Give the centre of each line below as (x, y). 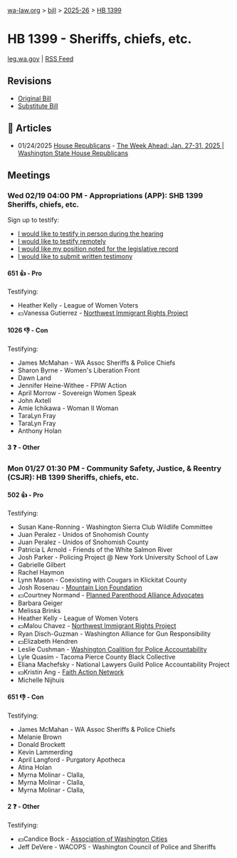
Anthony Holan (39, 431)
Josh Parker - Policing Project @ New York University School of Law (118, 558)
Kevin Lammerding (45, 752)
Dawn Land (35, 377)
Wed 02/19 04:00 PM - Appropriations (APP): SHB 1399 (105, 195)
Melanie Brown (39, 737)
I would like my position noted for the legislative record (98, 249)
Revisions (30, 81)
